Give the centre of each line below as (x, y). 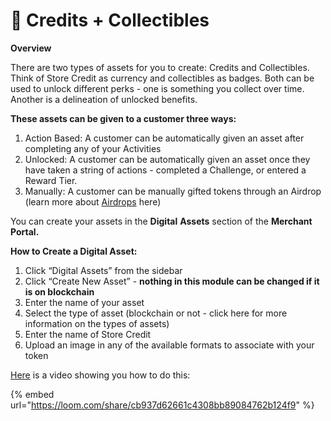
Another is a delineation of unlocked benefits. (104, 99)
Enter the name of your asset (84, 302)
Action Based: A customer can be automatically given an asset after (164, 138)
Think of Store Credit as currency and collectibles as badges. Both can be (162, 78)
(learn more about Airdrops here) (93, 201)
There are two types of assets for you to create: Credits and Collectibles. (160, 67)
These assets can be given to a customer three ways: (123, 118)
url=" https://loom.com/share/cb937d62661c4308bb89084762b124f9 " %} (162, 405)
